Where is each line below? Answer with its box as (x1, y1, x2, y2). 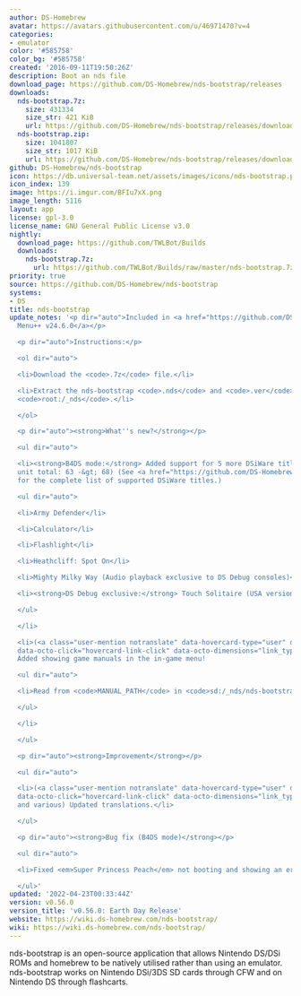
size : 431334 (25, 105, 74, 114)
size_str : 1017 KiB (25, 146, 99, 155)
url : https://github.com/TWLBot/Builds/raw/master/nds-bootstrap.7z (32, 264, 295, 273)
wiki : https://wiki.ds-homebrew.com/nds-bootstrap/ (9, 922, 206, 932)
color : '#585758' (9, 47, 74, 56)
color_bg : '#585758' (9, 55, 87, 64)
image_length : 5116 (9, 196, 82, 206)
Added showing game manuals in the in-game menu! (17, 654, 206, 663)
